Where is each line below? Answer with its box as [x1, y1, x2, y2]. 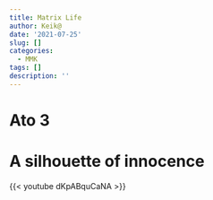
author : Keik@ [9, 22, 63, 30]
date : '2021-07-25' [9, 30, 82, 39]
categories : [9, 47, 54, 56]
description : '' [9, 72, 70, 81]
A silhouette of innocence [9, 152, 205, 171]
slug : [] [9, 38, 42, 48]
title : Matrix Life [9, 13, 82, 22]
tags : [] [9, 64, 42, 73]
